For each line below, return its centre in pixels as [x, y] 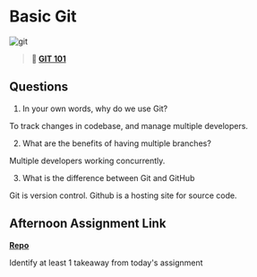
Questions [39, 87]
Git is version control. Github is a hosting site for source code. [123, 195]
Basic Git [43, 17]
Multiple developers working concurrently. [87, 160]
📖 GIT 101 [48, 58]
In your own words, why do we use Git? [95, 108]
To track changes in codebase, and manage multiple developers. [129, 126]
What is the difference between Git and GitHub [108, 177]
